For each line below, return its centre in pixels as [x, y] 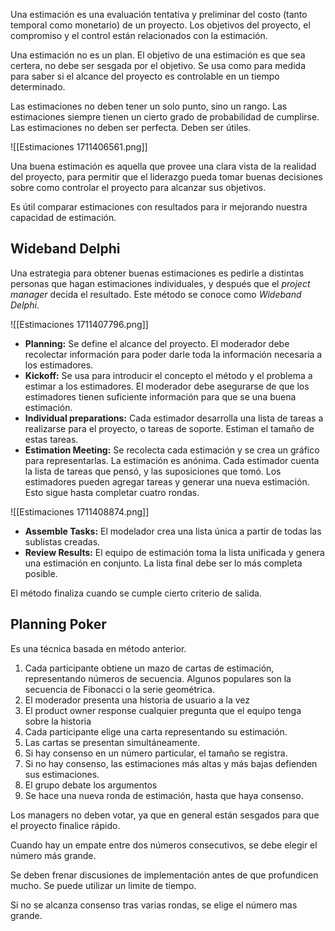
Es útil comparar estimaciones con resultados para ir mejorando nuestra [159, 207]
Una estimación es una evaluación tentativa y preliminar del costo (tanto [159, 14]
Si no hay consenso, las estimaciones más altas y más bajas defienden [171, 763]
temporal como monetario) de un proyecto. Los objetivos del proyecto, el [160, 25]
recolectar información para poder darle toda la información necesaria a [173, 354]
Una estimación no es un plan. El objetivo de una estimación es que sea [158, 55]
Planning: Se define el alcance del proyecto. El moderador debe [157, 343]
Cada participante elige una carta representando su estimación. [156, 731]
